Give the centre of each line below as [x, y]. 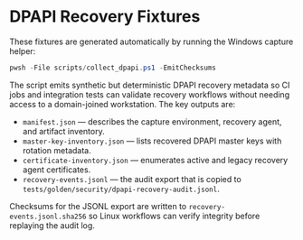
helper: [23, 51]
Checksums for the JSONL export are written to [98, 206]
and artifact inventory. [64, 131]
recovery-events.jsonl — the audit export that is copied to [132, 179]
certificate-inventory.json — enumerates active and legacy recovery [155, 160]
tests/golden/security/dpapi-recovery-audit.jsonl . [121, 189]
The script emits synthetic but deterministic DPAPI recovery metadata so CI [150, 85]
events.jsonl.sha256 [48, 217]
